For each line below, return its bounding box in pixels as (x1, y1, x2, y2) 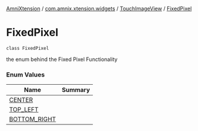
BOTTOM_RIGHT (9, 115, 56, 123)
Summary (61, 86, 90, 94)
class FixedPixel (6, 45, 49, 51)
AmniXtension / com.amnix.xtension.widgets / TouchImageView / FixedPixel (6, 5, 192, 12)
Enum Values (6, 71, 45, 79)
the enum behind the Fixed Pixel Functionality (6, 56, 118, 63)
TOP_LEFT (9, 106, 39, 114)
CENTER (9, 96, 33, 104)
